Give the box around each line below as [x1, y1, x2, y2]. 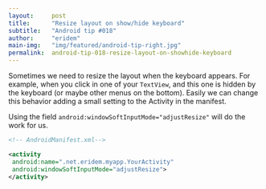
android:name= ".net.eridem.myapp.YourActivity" [11, 158, 174, 166]
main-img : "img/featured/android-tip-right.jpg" [8, 42, 182, 50]
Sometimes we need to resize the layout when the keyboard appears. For [8, 71, 251, 80]
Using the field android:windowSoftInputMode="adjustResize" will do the [8, 112, 246, 121]
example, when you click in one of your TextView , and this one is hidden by [8, 79, 256, 89]
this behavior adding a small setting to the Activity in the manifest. [8, 97, 227, 106]
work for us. [8, 121, 48, 130]
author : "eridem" [8, 34, 81, 42]
